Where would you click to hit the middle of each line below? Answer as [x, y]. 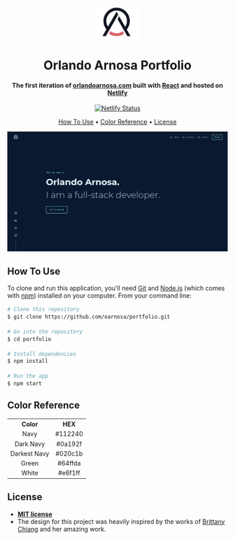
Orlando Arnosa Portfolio [117, 66]
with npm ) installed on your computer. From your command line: [100, 296]
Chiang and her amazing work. [62, 529]
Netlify [117, 93]
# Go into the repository [45, 331]
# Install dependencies [42, 354]
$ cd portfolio [29, 339]
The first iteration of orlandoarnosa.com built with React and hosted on [117, 85]
